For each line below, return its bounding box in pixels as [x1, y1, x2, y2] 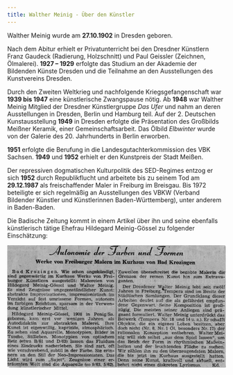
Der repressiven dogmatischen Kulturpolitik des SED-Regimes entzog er [7, 166, 214, 174]
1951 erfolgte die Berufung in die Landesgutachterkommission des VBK [7, 145, 211, 153]
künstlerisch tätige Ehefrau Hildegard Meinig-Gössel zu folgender [7, 224, 196, 232]
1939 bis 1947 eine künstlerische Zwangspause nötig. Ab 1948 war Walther [7, 94, 224, 103]
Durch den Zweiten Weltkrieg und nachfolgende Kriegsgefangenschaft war [7, 87, 222, 96]
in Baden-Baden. [7, 203, 55, 211]
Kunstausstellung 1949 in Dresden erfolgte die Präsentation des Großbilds [7, 117, 220, 125]
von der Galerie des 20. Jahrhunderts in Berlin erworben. [7, 132, 171, 140]
